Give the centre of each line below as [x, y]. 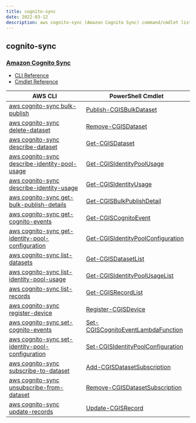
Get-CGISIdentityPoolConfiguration [135, 239]
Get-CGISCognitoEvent [118, 218]
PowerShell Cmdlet [136, 96]
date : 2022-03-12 [27, 17]
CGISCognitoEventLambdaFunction [134, 330]
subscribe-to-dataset [39, 371]
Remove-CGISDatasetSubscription [134, 388]
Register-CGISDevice [116, 309]
